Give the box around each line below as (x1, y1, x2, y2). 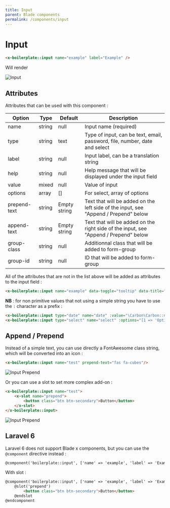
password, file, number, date (84, 138, 153, 144)
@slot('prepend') (14, 484, 51, 489)
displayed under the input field (84, 173, 157, 180)
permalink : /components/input (5, 17, 69, 22)
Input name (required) (84, 123, 137, 130)
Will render (5, 64, 28, 71)
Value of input (84, 181, 118, 188)
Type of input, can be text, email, (84, 131, 162, 138)
